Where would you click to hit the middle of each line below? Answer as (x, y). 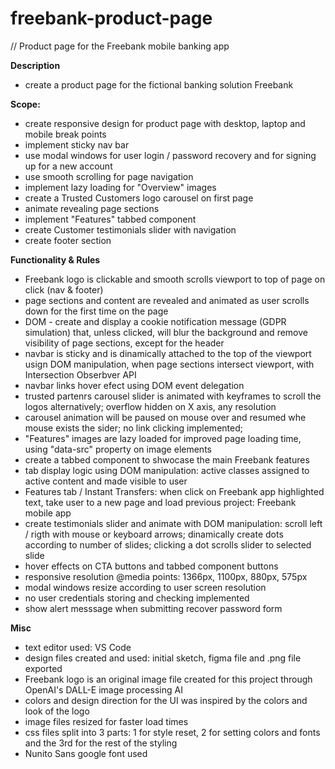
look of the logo (57, 711)
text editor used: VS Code (78, 647)
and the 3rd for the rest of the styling (101, 743)
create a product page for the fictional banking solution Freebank (159, 84)
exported (43, 668)
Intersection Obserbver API (80, 374)
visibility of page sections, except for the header (124, 343)
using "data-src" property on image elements (118, 449)
